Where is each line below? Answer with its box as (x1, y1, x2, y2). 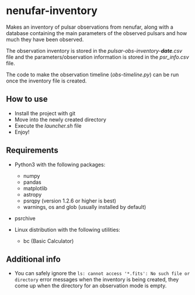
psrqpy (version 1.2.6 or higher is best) (23, 197, 117, 204)
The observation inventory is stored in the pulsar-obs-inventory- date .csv (6, 47, 183, 54)
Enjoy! (14, 128, 30, 135)
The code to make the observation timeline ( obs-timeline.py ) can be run (6, 71, 179, 78)
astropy (23, 191, 42, 198)
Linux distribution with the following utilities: (14, 226, 121, 233)
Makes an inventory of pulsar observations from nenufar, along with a (6, 23, 173, 30)
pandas (23, 179, 42, 186)
